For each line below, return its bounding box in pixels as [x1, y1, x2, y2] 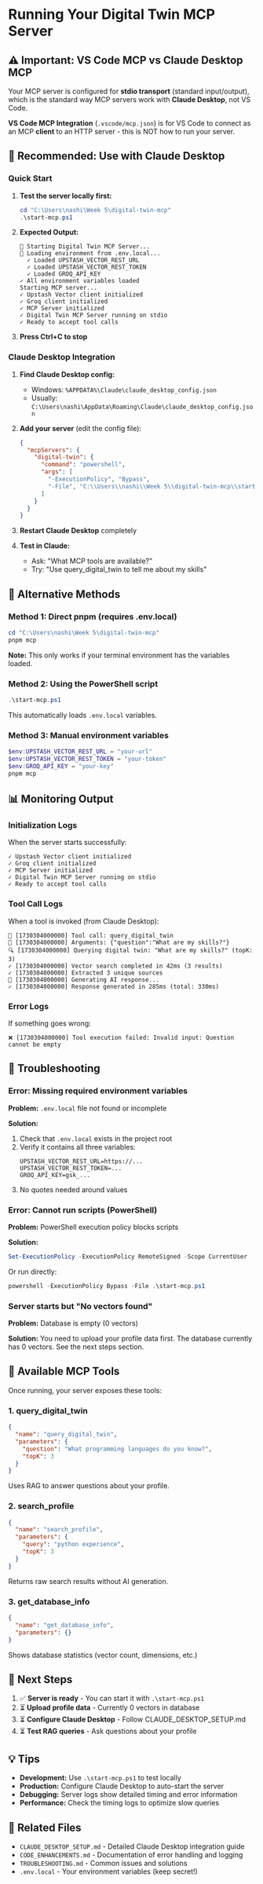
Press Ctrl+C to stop [19, 332, 88, 342]
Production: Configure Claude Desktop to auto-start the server [19, 1781, 225, 1791]
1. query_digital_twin [8, 1405, 88, 1416]
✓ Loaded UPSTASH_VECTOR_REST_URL [27, 257, 140, 265]
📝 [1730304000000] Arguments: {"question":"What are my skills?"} [8, 938, 230, 946]
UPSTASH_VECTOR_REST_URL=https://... [19, 1157, 144, 1165]
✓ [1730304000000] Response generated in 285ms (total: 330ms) [8, 982, 220, 990]
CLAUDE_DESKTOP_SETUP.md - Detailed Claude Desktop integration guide [19, 1842, 245, 1851]
